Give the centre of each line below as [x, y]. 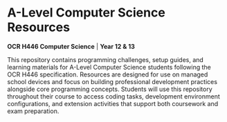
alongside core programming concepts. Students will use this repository [110, 89]
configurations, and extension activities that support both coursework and [113, 103]
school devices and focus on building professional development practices [112, 81]
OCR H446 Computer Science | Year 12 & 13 [71, 46]
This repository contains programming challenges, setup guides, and [106, 59]
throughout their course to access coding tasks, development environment [113, 96]
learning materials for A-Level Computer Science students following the [109, 67]
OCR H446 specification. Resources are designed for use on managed [108, 74]
